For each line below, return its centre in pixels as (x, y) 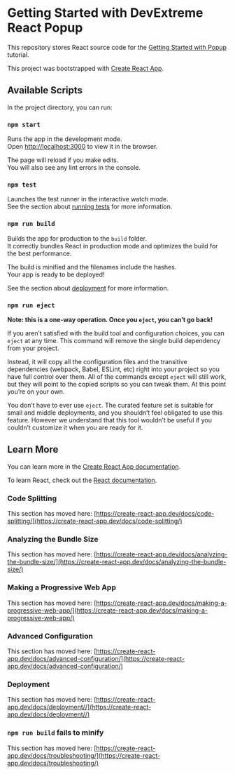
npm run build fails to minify (56, 733)
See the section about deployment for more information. (88, 288)
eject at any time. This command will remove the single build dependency (114, 340)
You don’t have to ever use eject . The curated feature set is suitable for (110, 405)
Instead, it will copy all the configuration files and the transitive (97, 361)
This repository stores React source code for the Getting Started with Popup (117, 47)
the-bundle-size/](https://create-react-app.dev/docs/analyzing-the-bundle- (117, 562)
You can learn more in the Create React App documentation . (94, 466)
